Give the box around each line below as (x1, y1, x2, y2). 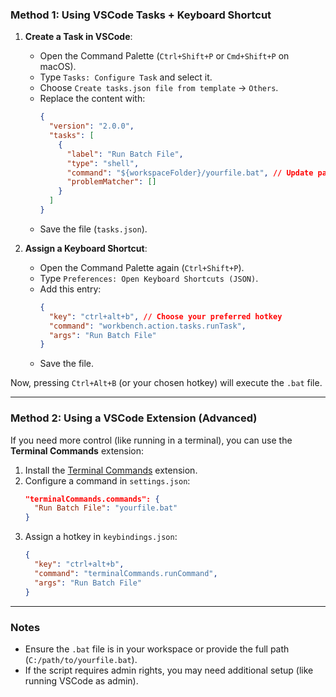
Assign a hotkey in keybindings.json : (24, 531, 178, 543)
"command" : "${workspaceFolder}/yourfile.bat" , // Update (66, 168, 314, 178)
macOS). (39, 61, 77, 73)
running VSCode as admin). (24, 674, 139, 687)
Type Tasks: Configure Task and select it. (39, 71, 213, 83)
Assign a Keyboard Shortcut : (24, 242, 148, 254)
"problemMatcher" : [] (66, 177, 157, 187)
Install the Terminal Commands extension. (24, 464, 198, 476)
